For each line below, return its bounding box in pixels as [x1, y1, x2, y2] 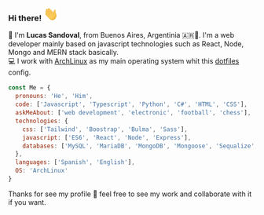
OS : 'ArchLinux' [15, 167, 68, 175]
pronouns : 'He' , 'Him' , [15, 93, 93, 100]
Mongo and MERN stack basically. [8, 48, 119, 57]
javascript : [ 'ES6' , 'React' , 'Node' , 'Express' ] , [22, 133, 192, 141]
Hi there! [8, 13, 42, 24]
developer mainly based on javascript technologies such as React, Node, [8, 39, 244, 49]
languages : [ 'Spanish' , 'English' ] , [15, 159, 135, 166]
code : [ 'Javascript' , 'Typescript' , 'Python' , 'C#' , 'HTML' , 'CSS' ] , [15, 100, 248, 108]
